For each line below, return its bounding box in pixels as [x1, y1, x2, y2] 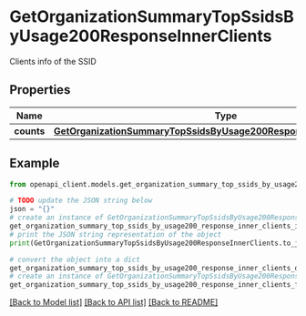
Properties [9, 82, 71, 97]
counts [14, 125, 46, 138]
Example [9, 156, 60, 171]
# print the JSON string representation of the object [9, 229, 222, 239]
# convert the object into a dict [9, 255, 141, 264]
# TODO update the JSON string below [9, 196, 153, 206]
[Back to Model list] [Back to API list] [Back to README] [9, 297, 219, 308]
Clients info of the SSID [9, 56, 97, 66]
